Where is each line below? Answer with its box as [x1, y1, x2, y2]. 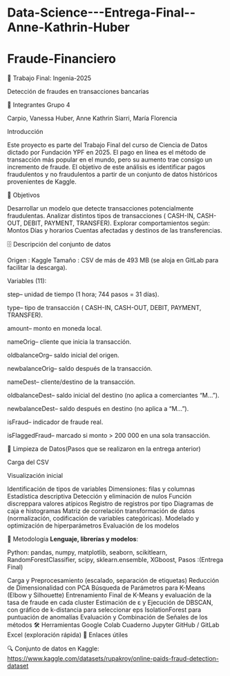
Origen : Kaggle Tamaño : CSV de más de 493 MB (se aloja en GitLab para [7, 256, 219, 264]
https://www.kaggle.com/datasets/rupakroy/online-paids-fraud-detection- [7, 655, 220, 663]
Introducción [7, 128, 44, 136]
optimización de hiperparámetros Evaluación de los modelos [7, 521, 180, 530]
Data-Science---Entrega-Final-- [7, 5, 195, 21]
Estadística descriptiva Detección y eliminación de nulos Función [7, 492, 192, 501]
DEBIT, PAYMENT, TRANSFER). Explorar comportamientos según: [23, 219, 211, 227]
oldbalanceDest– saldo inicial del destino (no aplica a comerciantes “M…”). [7, 392, 220, 400]
